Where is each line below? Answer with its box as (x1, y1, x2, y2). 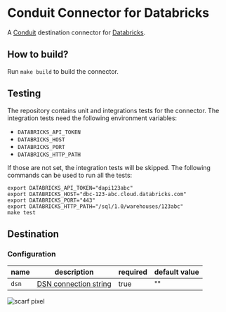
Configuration (7, 249, 56, 259)
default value (154, 267, 200, 277)
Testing (7, 88, 41, 100)
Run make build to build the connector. (7, 67, 119, 75)
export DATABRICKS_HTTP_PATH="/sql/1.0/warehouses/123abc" (7, 202, 184, 210)
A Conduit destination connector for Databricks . (7, 28, 146, 37)
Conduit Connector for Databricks (7, 5, 209, 21)
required (118, 267, 147, 277)
